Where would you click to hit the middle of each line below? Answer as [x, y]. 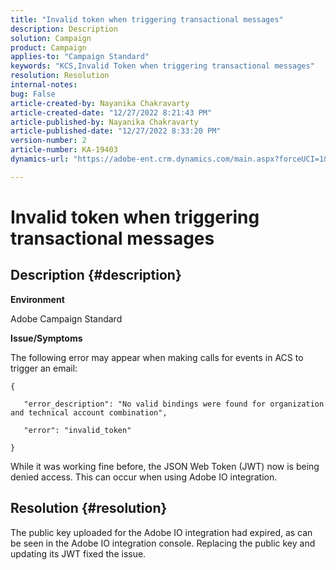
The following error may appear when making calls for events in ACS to [157, 357]
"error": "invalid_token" [77, 430]
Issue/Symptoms [46, 338]
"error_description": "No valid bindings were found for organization [174, 404]
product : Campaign [48, 47]
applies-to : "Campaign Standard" [80, 57]
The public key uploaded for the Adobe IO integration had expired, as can [161, 532]
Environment [37, 299]
